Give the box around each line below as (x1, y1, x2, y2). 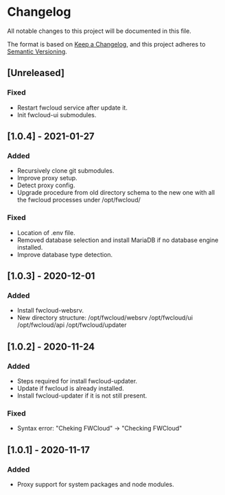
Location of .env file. (16, 228, 75, 237)
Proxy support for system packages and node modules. (16, 480, 174, 488)
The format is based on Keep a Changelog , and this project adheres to (7, 40, 206, 48)
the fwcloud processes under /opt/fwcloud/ (16, 196, 141, 204)
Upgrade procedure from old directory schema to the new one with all (16, 189, 215, 197)
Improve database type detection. (16, 250, 113, 258)
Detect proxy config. (16, 181, 75, 189)
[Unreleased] (7, 67, 65, 79)
